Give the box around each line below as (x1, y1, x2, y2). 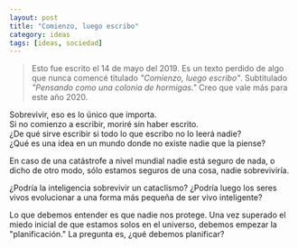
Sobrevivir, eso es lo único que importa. (9, 109, 157, 120)
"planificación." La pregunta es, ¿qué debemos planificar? (9, 229, 225, 240)
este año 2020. (31, 92, 88, 103)
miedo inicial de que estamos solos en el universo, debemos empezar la (9, 219, 277, 230)
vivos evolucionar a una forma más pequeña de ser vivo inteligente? (9, 192, 263, 203)
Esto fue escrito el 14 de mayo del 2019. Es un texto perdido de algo (31, 63, 284, 74)
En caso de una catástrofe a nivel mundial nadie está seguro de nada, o (9, 155, 275, 167)
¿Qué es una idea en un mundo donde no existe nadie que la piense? (9, 138, 266, 149)
